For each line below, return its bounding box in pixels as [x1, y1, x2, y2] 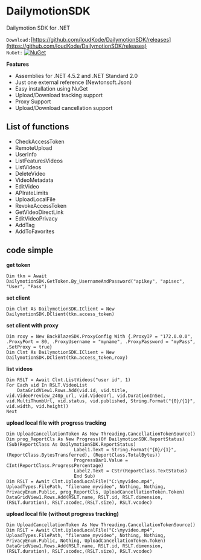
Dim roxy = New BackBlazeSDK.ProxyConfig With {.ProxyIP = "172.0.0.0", [6, 333, 193, 340]
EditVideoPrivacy [14, 214, 58, 222]
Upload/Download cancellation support [14, 104, 113, 111]
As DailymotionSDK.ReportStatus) [52, 441, 136, 448]
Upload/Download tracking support [14, 91, 103, 98]
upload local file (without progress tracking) [6, 510, 119, 517]
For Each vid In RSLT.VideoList [6, 382, 88, 388]
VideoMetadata [14, 176, 54, 184]
